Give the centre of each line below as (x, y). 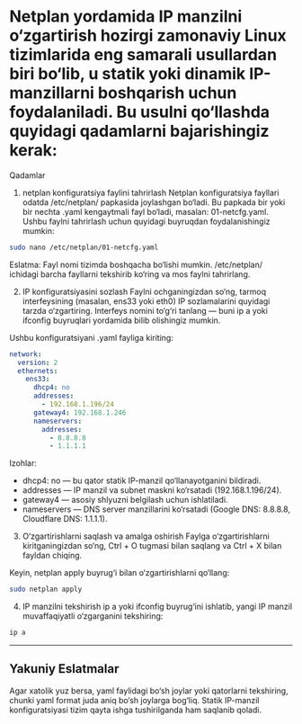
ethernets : (38, 371)
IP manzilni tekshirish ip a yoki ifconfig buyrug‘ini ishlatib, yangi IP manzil (157, 607)
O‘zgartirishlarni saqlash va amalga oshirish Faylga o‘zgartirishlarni (146, 536)
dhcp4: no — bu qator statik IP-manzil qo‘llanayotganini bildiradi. (142, 481)
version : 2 (38, 362)
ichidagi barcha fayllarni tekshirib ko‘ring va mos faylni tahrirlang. (130, 274)
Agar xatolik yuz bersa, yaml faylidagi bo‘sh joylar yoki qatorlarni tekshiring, (149, 691)
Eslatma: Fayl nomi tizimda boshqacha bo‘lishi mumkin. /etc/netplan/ (136, 264)
